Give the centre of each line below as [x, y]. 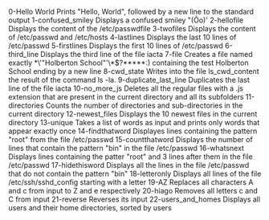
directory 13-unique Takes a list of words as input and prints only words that [134, 122]
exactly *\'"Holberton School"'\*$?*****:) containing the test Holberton [128, 63]
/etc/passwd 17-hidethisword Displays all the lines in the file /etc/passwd [129, 165]
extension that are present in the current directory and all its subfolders [126, 97]
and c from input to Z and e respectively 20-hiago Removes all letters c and [133, 191]
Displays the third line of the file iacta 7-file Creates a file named [146, 54]
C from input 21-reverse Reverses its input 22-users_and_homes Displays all [134, 199]
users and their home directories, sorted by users [90, 208]
